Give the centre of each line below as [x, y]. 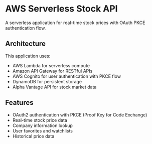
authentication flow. [26, 28]
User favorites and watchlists [42, 130]
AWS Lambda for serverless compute [51, 65]
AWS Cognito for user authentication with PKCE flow [67, 76]
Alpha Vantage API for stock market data [54, 87]
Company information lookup [42, 125]
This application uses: [28, 56]
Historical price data [33, 136]
